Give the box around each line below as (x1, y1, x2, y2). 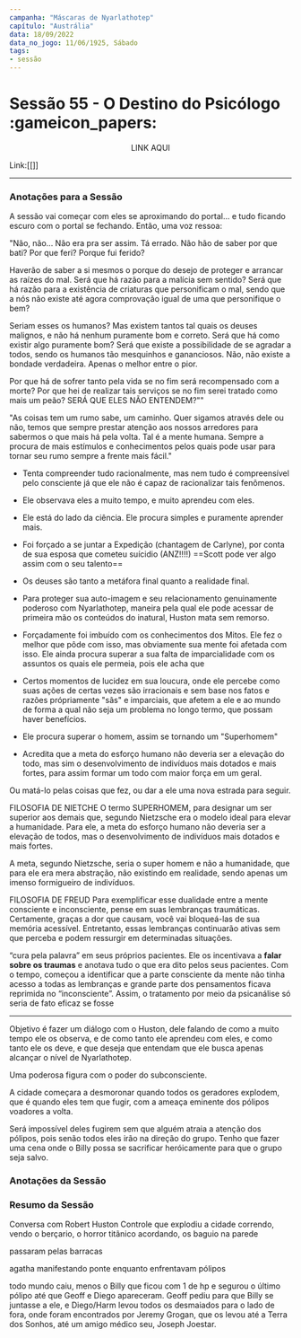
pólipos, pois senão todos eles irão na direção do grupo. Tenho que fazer (9, 1133, 280, 1144)
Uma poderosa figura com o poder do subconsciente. (9, 1070, 208, 1080)
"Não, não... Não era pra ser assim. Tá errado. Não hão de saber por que (9, 238, 278, 249)
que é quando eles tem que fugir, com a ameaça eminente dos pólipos (9, 1096, 270, 1107)
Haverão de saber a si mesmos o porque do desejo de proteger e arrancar (9, 265, 284, 276)
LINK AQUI (131, 142, 170, 153)
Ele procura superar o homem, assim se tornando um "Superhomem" (21, 731, 279, 742)
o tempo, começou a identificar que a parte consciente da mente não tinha (9, 969, 285, 980)
